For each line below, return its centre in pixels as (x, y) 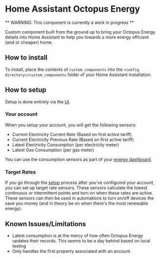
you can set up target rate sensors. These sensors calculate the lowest (76, 188)
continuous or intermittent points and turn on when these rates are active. (79, 193)
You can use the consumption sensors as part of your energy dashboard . (79, 159)
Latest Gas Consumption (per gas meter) (53, 150)
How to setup (26, 90)
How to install (26, 58)
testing (19, 246)
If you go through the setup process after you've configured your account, (80, 183)
